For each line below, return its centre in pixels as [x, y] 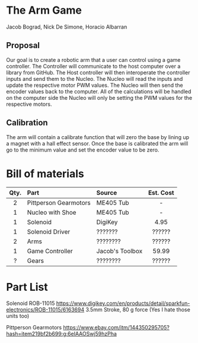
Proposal [23, 45]
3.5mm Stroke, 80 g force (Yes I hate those [138, 310]
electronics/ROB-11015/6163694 [45, 310]
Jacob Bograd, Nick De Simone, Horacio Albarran [67, 27]
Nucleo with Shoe [52, 212]
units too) [18, 316]
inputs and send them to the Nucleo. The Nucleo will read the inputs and [95, 78]
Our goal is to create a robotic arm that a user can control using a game [93, 59]
